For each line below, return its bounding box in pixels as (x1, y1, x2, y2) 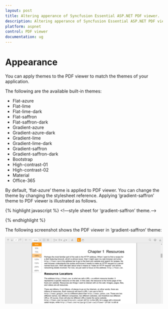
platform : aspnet (5, 24, 41, 29)
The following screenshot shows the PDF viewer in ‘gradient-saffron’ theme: (5, 226, 162, 232)
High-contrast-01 (12, 161, 48, 167)
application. (5, 78, 29, 84)
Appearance (5, 56, 58, 68)
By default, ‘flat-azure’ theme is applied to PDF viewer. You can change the (5, 187, 159, 193)
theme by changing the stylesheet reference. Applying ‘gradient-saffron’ (5, 192, 154, 198)
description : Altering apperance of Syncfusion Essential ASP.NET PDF (5, 18, 155, 23)
